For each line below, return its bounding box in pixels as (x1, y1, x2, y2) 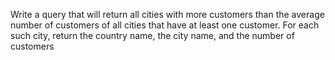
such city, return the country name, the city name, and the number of (10, 30, 295, 41)
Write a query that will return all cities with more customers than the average (10, 9, 325, 20)
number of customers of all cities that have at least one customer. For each (10, 19, 320, 31)
